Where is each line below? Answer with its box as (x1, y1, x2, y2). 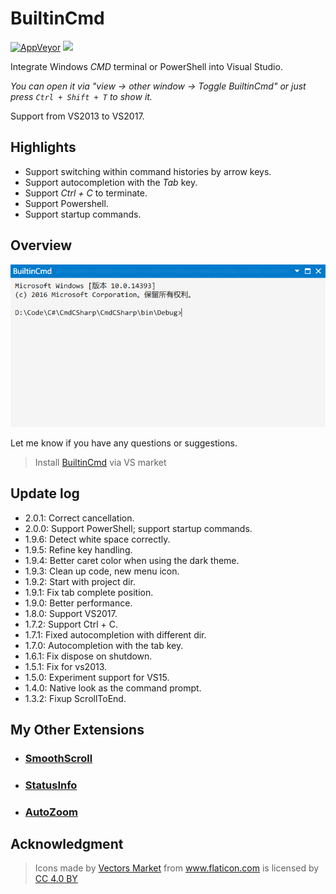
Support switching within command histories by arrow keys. (24, 165, 272, 177)
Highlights (10, 139, 77, 156)
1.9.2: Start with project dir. (24, 575, 136, 587)
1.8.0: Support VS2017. (24, 607, 118, 619)
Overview (10, 237, 73, 254)
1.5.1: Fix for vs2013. (24, 660, 108, 672)
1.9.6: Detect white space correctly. (24, 533, 171, 545)
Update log (10, 485, 80, 502)
